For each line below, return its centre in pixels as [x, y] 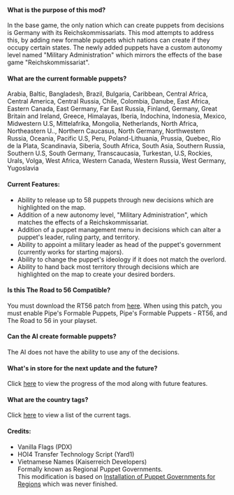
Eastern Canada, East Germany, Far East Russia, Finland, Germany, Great [112, 109]
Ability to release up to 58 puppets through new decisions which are [116, 200]
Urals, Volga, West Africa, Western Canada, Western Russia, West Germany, [117, 161]
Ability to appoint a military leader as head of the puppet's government [119, 244]
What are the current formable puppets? [67, 78]
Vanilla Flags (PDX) [45, 447]
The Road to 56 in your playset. [52, 320]
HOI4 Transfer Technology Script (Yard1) [76, 454]
